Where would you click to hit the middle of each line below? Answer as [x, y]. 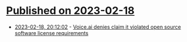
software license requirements [51, 33]
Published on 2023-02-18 [70, 11]
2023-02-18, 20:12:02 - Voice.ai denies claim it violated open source [98, 27]
